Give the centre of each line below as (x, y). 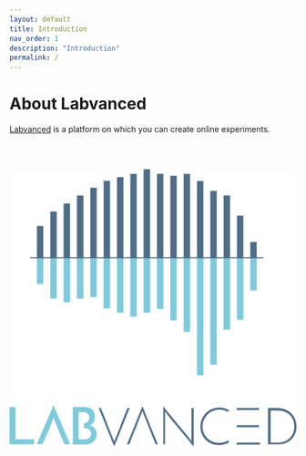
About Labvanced (78, 104)
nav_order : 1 (34, 38)
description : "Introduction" (65, 48)
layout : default (40, 19)
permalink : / (34, 58)
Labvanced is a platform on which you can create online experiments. (140, 130)
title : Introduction (49, 29)
